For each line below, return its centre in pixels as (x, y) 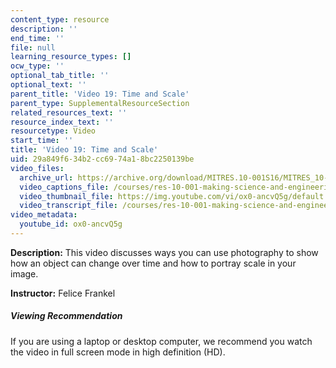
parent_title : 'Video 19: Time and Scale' (100, 94)
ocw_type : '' (37, 66)
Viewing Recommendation (66, 316)
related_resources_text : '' (69, 112)
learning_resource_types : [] (71, 57)
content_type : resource (60, 19)
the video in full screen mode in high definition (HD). (118, 352)
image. (24, 273)
